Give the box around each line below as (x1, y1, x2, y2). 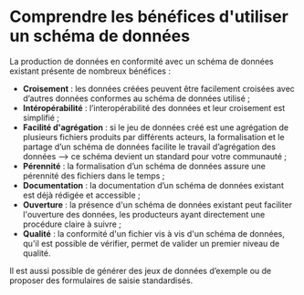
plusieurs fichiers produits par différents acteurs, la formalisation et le (22, 131, 285, 142)
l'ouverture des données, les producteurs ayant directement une (22, 209, 266, 219)
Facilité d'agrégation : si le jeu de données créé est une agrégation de (22, 121, 289, 133)
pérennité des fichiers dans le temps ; (22, 170, 165, 181)
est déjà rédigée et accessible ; (22, 189, 141, 200)
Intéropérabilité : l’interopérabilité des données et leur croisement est (22, 102, 286, 113)
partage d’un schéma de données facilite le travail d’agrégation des (22, 141, 277, 152)
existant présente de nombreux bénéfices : (9, 66, 172, 76)
